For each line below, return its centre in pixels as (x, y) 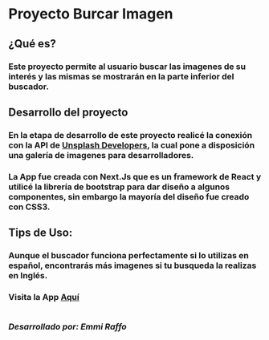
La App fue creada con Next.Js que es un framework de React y (135, 176)
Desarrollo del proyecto (68, 112)
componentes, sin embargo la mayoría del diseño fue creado (129, 196)
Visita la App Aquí (44, 297)
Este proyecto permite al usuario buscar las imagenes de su (127, 67)
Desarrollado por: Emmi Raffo (67, 327)
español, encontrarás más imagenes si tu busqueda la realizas (132, 265)
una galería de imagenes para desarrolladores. (101, 155)
